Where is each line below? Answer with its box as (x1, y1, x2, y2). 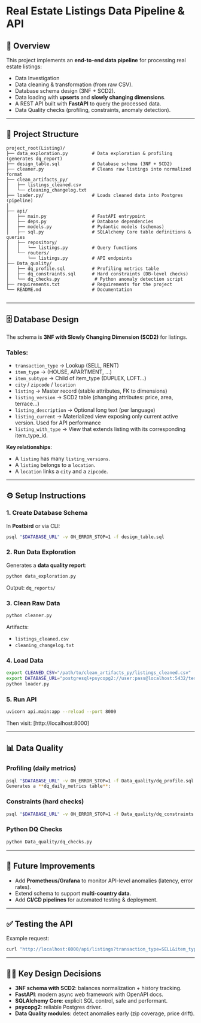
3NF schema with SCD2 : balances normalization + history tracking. (14, 985, 182, 992)
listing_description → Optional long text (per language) (14, 406, 156, 414)
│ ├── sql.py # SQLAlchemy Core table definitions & (6, 229, 191, 235)
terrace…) (14, 400, 40, 407)
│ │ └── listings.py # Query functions (6, 244, 138, 251)
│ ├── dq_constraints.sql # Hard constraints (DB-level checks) (6, 271, 188, 277)
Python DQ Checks (6, 825, 63, 833)
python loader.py (6, 681, 50, 687)
